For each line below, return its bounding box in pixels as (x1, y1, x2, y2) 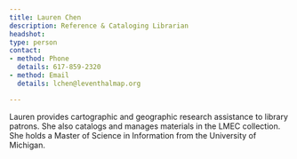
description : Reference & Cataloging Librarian (9, 21, 189, 30)
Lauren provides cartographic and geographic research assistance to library (9, 111, 289, 122)
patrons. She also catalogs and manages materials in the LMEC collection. (9, 121, 281, 131)
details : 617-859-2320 (17, 63, 101, 72)
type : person (9, 37, 58, 47)
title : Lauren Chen (9, 12, 82, 22)
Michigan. (9, 139, 46, 150)
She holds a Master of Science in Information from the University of (9, 130, 257, 140)
